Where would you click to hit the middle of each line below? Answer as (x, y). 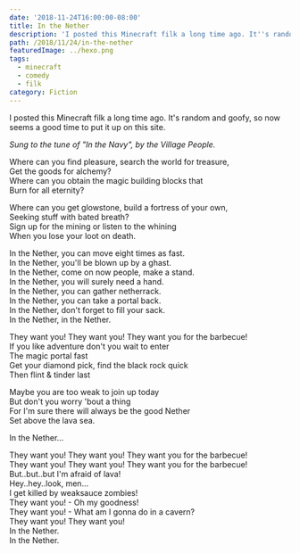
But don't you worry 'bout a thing (70, 401)
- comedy (33, 76)
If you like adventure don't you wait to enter (89, 346)
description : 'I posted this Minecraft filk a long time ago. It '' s (139, 34)
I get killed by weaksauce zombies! (74, 492)
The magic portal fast (49, 355)
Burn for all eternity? (47, 190)
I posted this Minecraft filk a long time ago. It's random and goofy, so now (145, 118)
